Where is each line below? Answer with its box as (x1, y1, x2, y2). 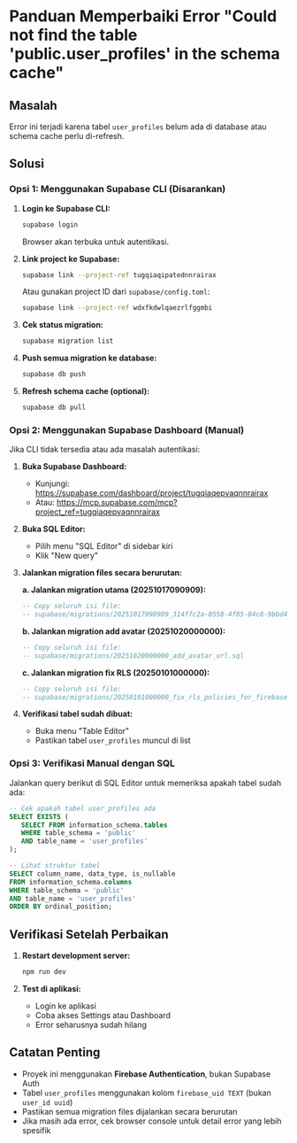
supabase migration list (21, 336, 114, 346)
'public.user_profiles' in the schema (9, 44, 280, 64)
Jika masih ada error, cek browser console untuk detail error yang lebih (21, 1116, 282, 1126)
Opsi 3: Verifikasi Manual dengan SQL (9, 757, 175, 769)
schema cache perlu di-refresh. (9, 131, 125, 141)
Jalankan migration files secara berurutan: (21, 568, 183, 578)
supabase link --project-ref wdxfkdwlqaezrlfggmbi (21, 304, 213, 313)
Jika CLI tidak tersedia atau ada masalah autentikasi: (9, 444, 201, 455)
